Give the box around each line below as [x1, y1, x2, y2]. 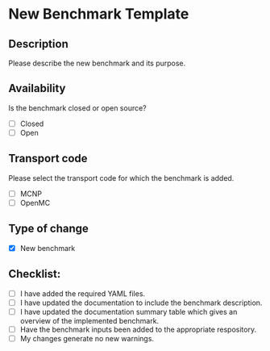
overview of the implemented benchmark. [19, 315, 160, 325]
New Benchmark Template [8, 5, 189, 23]
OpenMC [19, 198, 51, 207]
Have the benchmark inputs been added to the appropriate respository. [19, 324, 256, 334]
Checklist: [8, 267, 61, 281]
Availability [8, 81, 66, 95]
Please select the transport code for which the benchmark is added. [8, 173, 235, 182]
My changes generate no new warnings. [19, 333, 155, 343]
